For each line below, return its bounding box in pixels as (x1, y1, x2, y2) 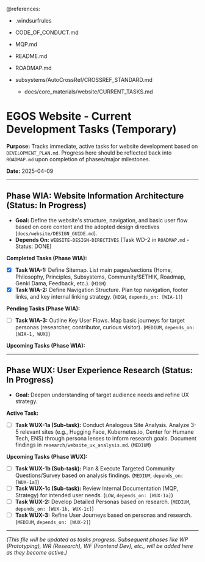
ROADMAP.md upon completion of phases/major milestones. (6, 155, 151, 162)
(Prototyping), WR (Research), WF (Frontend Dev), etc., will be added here (6, 542, 193, 550)
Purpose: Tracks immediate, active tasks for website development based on (6, 142, 198, 150)
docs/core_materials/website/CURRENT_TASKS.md (24, 88, 154, 95)
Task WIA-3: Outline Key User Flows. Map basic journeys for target (15, 316, 185, 324)
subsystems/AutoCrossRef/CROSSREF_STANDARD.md (15, 76, 153, 83)
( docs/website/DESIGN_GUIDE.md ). (15, 229, 98, 237)
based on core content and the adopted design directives (15, 223, 160, 230)
